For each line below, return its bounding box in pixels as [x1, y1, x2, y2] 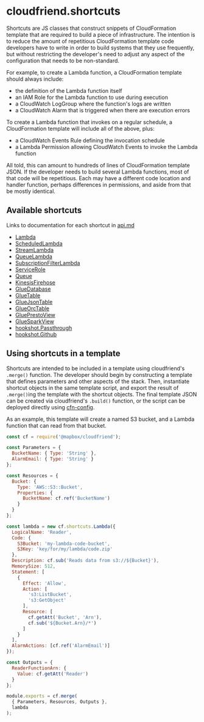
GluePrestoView [15, 311, 56, 318]
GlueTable [15, 291, 41, 299]
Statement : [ [12, 569, 45, 575]
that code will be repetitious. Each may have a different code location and [6, 174, 191, 181]
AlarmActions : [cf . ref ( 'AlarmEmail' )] [12, 643, 111, 649]
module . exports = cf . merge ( [6, 693, 78, 699]
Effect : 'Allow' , [22, 580, 67, 586]
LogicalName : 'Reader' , [12, 529, 72, 535]
